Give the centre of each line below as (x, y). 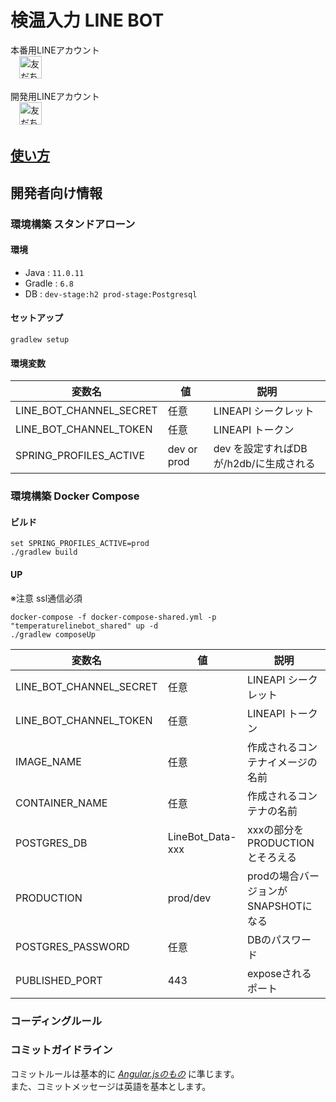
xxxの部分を (276, 829)
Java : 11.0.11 (54, 272)
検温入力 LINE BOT (87, 20)
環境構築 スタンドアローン (73, 224)
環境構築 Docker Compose (75, 496)
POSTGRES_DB (51, 843)
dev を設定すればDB (260, 449)
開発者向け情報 (56, 192)
